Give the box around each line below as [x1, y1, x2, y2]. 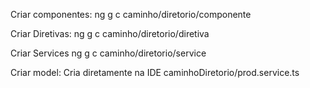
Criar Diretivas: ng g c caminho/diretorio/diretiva [10, 28, 210, 39]
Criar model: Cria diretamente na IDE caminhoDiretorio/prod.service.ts [10, 67, 300, 78]
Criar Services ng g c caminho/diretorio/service [10, 47, 207, 59]
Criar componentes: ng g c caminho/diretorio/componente [10, 9, 252, 20]
